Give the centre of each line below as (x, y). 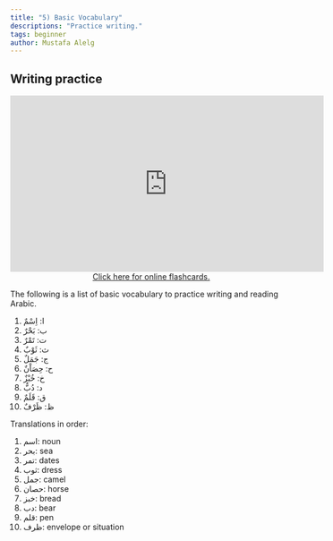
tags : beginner (38, 34)
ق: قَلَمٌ (34, 397)
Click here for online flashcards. (151, 277)
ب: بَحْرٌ (35, 331)
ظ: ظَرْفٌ (38, 407)
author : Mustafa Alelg (52, 43)
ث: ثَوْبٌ (36, 349)
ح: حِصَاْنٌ (38, 369)
